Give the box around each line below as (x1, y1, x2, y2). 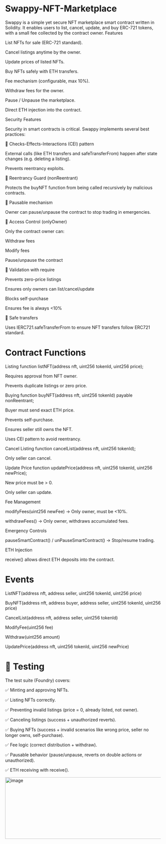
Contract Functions (5, 347, 86, 359)
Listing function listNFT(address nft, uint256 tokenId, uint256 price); (5, 363, 144, 369)
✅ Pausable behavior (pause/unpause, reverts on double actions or (5, 752, 142, 758)
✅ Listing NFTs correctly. (5, 697, 56, 703)
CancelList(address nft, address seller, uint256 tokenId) (5, 614, 118, 620)
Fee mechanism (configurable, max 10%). (5, 78, 90, 84)
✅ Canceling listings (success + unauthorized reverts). (5, 717, 117, 723)
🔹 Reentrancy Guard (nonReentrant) (5, 175, 78, 181)
